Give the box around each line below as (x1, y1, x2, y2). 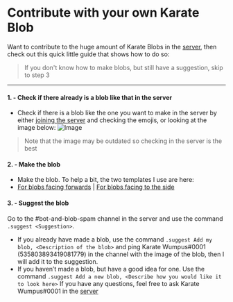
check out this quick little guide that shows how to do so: (7, 50, 170, 58)
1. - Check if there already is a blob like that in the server (7, 93, 172, 101)
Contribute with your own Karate (7, 5, 200, 21)
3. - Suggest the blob (7, 199, 69, 207)
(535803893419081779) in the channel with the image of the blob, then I (17, 250, 225, 258)
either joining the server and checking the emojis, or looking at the (17, 116, 207, 124)
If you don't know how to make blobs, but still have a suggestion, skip (24, 63, 223, 72)
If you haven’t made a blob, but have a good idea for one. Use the (17, 265, 205, 273)
